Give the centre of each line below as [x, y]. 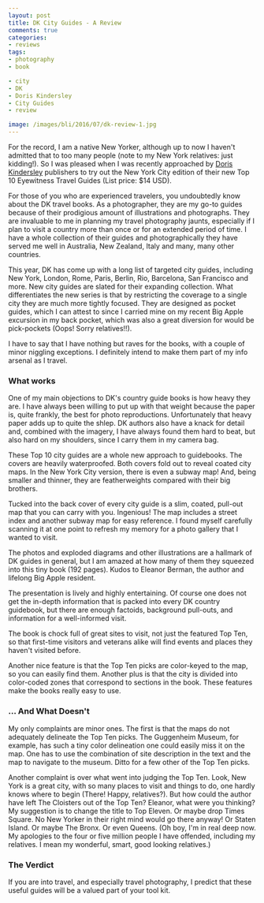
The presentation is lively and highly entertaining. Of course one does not [127, 593]
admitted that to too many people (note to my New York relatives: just [121, 155]
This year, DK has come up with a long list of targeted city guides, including [131, 270]
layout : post [30, 15]
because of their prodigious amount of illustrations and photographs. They [129, 213]
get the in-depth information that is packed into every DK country [114, 602]
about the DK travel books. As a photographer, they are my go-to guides [125, 204]
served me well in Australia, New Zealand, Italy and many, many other [121, 246]
